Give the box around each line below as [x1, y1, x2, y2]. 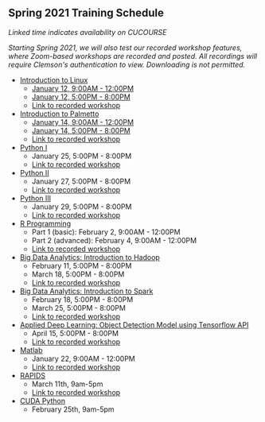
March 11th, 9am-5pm [31, 379, 103, 389]
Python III [19, 193, 52, 203]
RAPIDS [19, 370, 46, 380]
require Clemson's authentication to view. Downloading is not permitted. [8, 60, 246, 69]
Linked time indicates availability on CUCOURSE [8, 27, 167, 37]
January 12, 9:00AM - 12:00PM [31, 83, 134, 93]
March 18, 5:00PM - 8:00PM [31, 269, 125, 279]
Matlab [19, 345, 43, 354]
